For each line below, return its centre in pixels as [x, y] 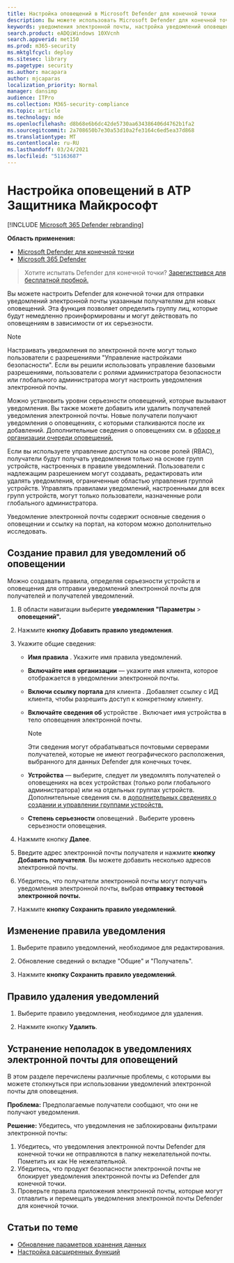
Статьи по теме [43, 1228]
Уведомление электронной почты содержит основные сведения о [106, 516]
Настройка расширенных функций [69, 1252]
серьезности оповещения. [67, 826]
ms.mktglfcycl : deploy [40, 53]
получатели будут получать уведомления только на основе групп [106, 458]
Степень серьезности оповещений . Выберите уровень [111, 818]
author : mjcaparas [34, 78]
